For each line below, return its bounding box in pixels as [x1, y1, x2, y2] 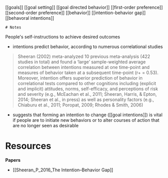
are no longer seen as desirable [12, 123, 79, 128]
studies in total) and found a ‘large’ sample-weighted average [17, 59, 146, 65]
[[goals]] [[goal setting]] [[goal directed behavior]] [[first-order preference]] [5, 5, 163, 10]
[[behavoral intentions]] [5, 15, 55, 21]
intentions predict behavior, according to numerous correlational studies [12, 44, 163, 50]
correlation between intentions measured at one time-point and [17, 64, 150, 70]
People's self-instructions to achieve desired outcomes [5, 34, 120, 40]
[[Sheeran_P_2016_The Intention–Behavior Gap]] [12, 167, 113, 173]
